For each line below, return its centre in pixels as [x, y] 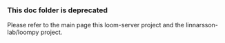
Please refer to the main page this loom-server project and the [96, 25]
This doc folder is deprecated [58, 10]
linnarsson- [202, 25]
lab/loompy [23, 32]
